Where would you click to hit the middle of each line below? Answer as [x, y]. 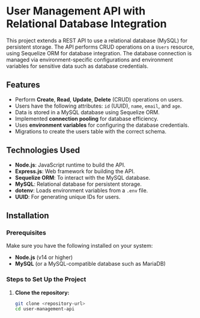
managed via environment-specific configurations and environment [89, 60]
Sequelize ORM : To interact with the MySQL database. [83, 177]
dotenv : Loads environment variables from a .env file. [81, 190]
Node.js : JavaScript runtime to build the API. [70, 165]
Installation [28, 216]
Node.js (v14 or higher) [44, 257]
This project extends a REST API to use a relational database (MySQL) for [97, 40]
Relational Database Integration [86, 24]
